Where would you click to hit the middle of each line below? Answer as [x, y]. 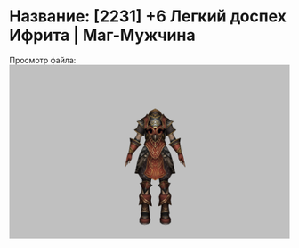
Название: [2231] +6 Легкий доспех [148, 17]
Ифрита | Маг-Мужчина [102, 35]
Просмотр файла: [43, 60]
